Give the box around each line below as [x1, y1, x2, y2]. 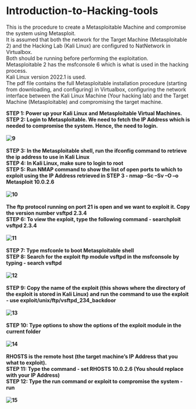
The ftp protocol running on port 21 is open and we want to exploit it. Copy [6, 203, 190, 210]
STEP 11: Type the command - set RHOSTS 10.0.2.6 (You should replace [6, 365, 184, 372]
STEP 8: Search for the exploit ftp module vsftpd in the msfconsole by [6, 253, 180, 260]
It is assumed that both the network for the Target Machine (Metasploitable [6, 36, 188, 43]
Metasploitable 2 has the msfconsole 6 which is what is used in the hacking [6, 60, 189, 68]
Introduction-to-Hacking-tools [6, 4, 158, 18]
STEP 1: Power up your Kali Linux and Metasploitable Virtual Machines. [6, 110, 183, 117]
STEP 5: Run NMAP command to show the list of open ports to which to [6, 165, 183, 173]
